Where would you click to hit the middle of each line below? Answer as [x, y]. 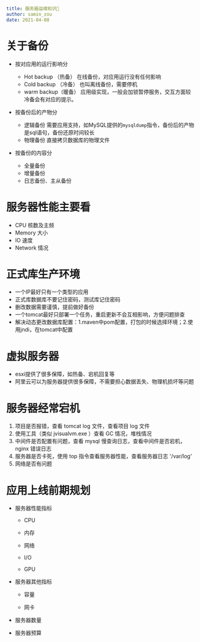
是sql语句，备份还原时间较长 [59, 132]
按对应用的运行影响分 [41, 64]
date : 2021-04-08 [28, 20]
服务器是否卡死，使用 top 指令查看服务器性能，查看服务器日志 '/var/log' [103, 456]
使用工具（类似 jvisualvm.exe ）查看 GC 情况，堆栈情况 [83, 433]
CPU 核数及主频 [35, 225]
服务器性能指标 [33, 508]
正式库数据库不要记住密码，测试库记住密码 [68, 300]
